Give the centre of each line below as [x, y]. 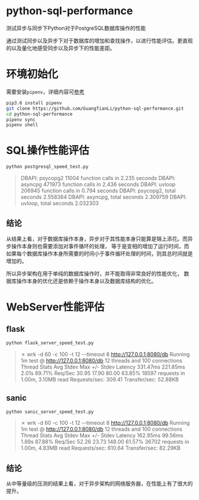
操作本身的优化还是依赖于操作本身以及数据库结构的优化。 [86, 281]
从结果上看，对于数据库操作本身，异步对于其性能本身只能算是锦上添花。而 [97, 239]
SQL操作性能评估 [48, 151]
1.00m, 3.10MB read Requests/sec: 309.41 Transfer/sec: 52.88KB [99, 379]
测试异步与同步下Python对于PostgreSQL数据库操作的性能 [76, 28]
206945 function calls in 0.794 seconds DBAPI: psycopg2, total [98, 191]
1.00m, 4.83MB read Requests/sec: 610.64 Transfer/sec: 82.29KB [100, 448]
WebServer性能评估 [55, 307]
